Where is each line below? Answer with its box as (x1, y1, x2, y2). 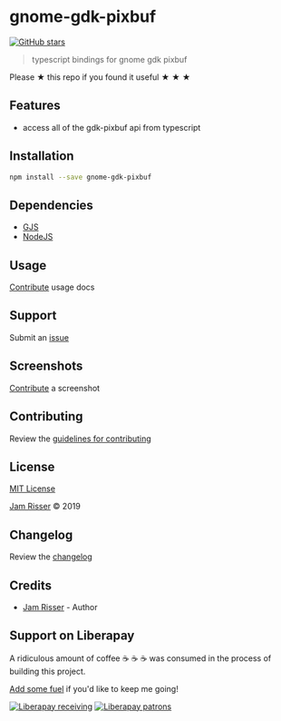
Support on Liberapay (9, 628, 135, 644)
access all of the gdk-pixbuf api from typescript (22, 122, 201, 133)
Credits (9, 578, 53, 593)
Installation (9, 148, 74, 164)
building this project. (9, 666, 86, 677)
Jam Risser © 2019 (9, 501, 82, 512)
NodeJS (22, 232, 53, 242)
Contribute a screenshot (9, 382, 101, 393)
